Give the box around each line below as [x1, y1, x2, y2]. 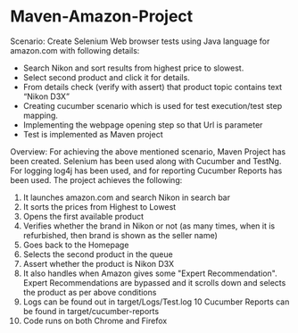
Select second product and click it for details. [22, 71, 190, 82]
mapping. [22, 110, 59, 121]
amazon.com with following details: [10, 45, 140, 55]
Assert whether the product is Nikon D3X [22, 258, 175, 269]
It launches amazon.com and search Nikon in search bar [22, 192, 231, 203]
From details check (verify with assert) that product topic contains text [22, 81, 283, 92]
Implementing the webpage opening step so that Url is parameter [22, 119, 263, 130]
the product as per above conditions [22, 287, 157, 297]
